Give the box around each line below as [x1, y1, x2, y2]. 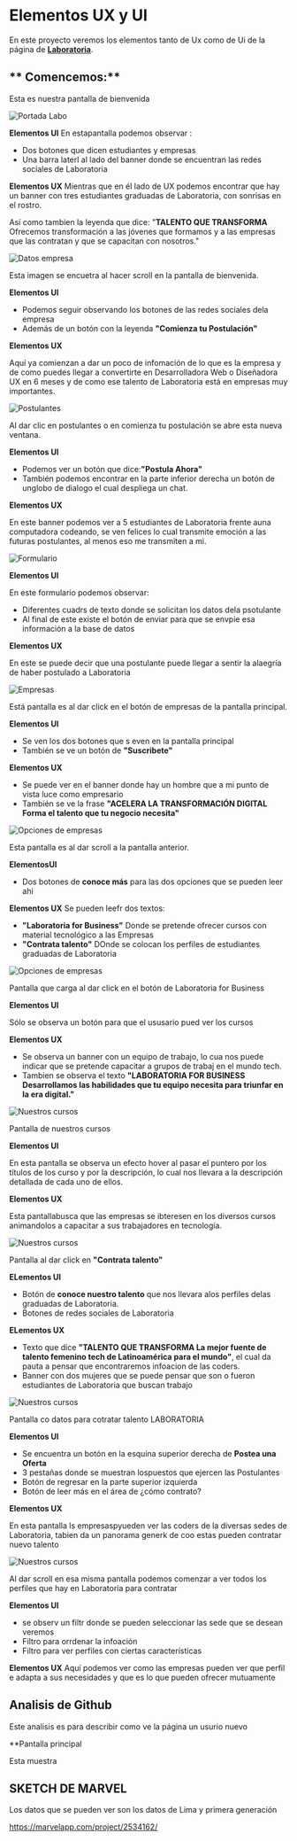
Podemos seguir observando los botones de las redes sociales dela [21, 304, 269, 315]
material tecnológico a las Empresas [21, 929, 155, 940]
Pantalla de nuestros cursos [9, 1122, 110, 1134]
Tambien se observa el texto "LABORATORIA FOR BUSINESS [21, 1069, 246, 1081]
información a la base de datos [21, 623, 135, 633]
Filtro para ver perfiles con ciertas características [21, 1645, 202, 1656]
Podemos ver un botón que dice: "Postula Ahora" [21, 463, 203, 474]
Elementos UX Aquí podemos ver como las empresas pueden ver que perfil [9, 1662, 286, 1673]
